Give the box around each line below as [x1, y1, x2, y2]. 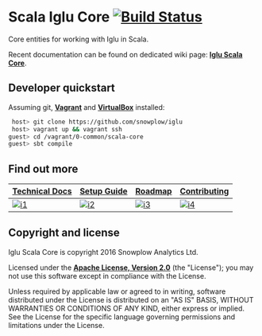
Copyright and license [8, 226, 121, 240]
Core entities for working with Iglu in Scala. [8, 34, 149, 44]
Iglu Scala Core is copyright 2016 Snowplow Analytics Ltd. [8, 247, 198, 256]
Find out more [8, 162, 79, 175]
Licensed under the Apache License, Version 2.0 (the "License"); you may [8, 263, 254, 272]
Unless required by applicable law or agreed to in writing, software [8, 287, 226, 296]
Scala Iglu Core [8, 8, 110, 26]
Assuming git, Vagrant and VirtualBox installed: [8, 102, 165, 111]
